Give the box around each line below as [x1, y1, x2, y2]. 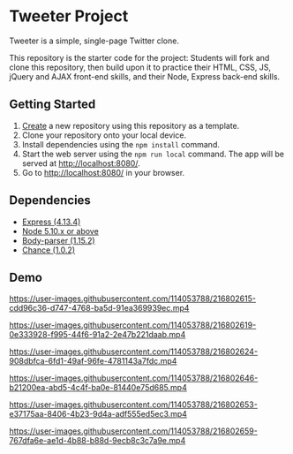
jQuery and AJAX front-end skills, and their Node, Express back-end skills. [9, 71, 281, 81]
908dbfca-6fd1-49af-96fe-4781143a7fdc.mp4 [9, 356, 177, 367]
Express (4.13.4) [21, 216, 81, 227]
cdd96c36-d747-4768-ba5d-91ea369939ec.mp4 [9, 303, 190, 314]
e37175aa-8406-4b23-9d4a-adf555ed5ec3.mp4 [9, 409, 188, 420]
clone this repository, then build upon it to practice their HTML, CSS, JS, [9, 62, 272, 72]
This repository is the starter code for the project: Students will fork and [9, 52, 270, 63]
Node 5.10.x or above [21, 225, 99, 236]
